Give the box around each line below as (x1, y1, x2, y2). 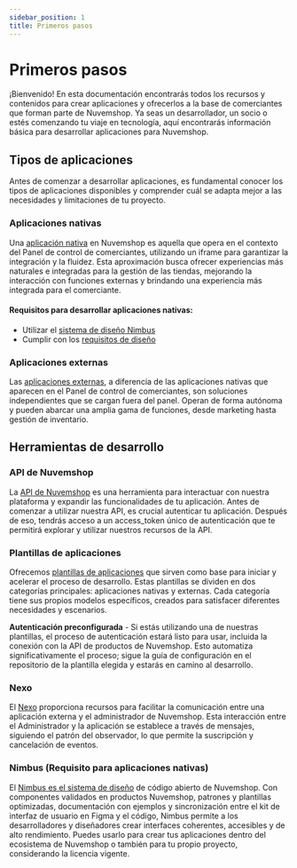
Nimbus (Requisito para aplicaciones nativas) (9, 761, 209, 774)
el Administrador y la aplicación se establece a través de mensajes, (9, 721, 255, 731)
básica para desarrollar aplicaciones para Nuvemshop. (9, 126, 209, 138)
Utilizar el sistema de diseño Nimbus (21, 324, 156, 335)
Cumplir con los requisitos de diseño (21, 334, 157, 345)
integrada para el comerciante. (9, 284, 121, 295)
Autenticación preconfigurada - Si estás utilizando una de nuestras (9, 622, 259, 633)
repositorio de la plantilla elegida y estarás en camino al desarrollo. (9, 659, 254, 671)
